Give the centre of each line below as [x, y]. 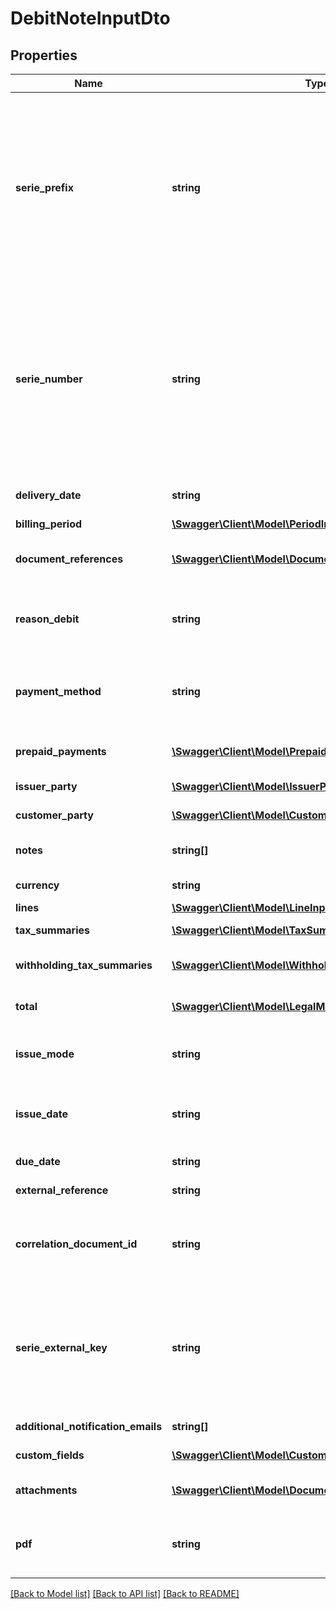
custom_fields [50, 1455]
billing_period [49, 524]
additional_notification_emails [89, 1426]
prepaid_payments [61, 751]
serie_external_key [61, 1347]
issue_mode [45, 1054]
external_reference [62, 1190]
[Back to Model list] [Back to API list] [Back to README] [125, 1593]
